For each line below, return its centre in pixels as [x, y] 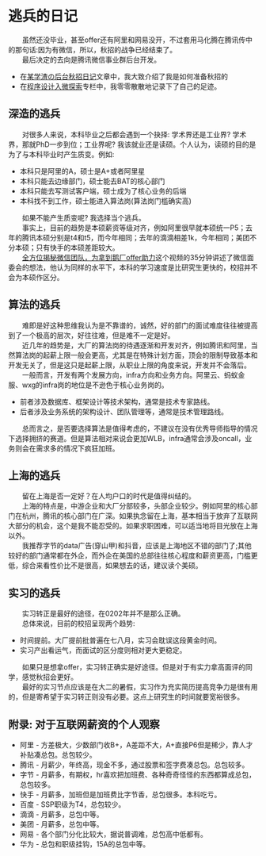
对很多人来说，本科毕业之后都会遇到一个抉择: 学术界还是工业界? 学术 [135, 134]
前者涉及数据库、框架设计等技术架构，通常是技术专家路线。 [117, 401]
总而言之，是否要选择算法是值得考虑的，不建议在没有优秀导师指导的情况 [140, 428]
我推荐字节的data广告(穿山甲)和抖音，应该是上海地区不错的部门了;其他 [137, 546]
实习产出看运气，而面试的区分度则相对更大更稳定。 [103, 651]
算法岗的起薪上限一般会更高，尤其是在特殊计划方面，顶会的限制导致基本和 [136, 355]
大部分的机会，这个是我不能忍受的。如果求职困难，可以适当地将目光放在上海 [133, 526]
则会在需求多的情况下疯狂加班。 [67, 448]
